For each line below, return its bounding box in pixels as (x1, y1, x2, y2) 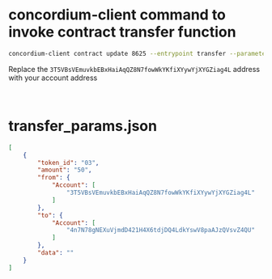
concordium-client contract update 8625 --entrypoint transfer (8, 49, 227, 57)
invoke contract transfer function (8, 23, 236, 41)
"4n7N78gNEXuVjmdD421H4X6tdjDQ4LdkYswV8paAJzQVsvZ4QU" (66, 226, 255, 235)
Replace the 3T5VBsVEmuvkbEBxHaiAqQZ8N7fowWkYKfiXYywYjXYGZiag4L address (8, 64, 261, 74)
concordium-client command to (8, 6, 227, 24)
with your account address (8, 73, 98, 82)
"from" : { (37, 174, 70, 182)
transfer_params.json (8, 117, 158, 135)
